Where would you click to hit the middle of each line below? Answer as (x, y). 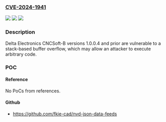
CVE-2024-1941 (26, 7)
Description (20, 32)
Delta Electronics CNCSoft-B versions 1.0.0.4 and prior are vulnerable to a (83, 43)
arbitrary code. (21, 54)
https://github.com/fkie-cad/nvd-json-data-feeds (65, 114)
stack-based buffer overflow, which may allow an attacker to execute (78, 48)
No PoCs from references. (33, 91)
